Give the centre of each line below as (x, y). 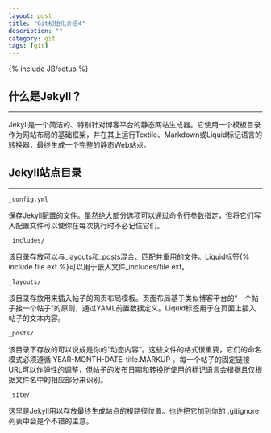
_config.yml (28, 199)
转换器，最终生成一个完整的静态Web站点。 (79, 144)
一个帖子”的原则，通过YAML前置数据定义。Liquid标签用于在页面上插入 (139, 308)
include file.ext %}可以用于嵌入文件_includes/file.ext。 (99, 266)
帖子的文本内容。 (37, 318)
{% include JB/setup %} (48, 69)
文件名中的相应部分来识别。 (61, 379)
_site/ (19, 395)
